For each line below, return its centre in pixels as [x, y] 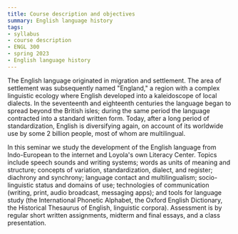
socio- [208, 177]
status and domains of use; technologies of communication [122, 185]
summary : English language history [60, 21]
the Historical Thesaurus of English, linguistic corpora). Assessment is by [115, 208]
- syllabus [24, 34]
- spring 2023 [29, 54]
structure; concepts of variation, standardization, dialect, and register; [110, 170]
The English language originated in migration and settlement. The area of [115, 80]
